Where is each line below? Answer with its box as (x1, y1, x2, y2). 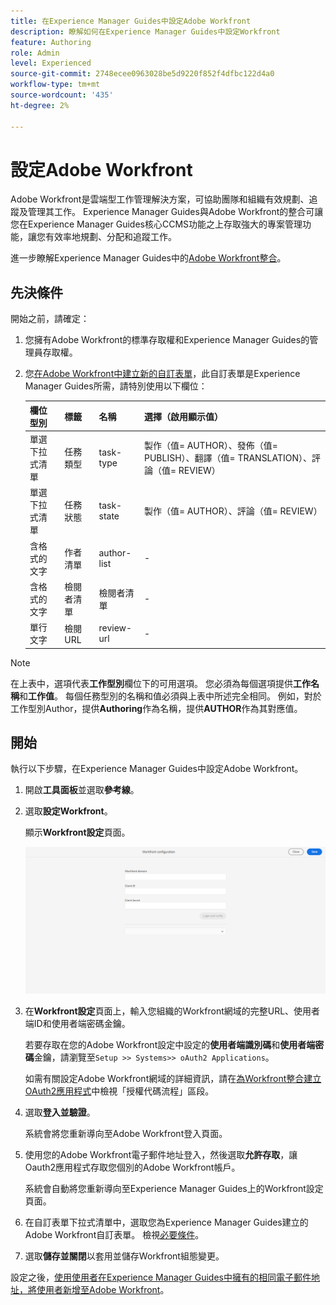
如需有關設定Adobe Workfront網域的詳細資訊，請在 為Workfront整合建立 (24, 1073, 322, 1085)
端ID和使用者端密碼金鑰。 (24, 1018, 131, 1030)
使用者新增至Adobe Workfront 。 (36, 1284, 170, 1296)
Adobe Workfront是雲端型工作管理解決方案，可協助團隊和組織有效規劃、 (10, 193, 310, 205)
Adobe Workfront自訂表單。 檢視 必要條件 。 (24, 1229, 205, 1241)
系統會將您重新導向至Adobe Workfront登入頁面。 (24, 1128, 228, 1140)
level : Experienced (10, 58, 92, 69)
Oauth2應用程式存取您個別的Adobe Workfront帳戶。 (24, 1161, 241, 1174)
